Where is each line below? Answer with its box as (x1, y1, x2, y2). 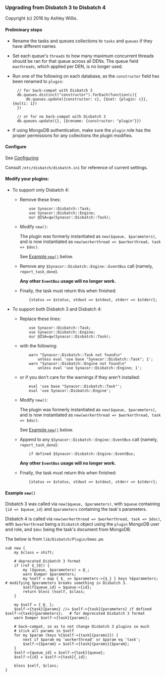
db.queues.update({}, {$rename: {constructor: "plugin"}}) (17, 118, 142, 123)
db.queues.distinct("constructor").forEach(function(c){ (17, 92, 137, 97)
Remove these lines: (19, 196, 61, 203)
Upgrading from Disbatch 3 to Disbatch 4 (5, 4, 106, 11)
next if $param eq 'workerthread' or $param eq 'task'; (23, 637, 141, 642)
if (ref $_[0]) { (14, 563, 50, 568)
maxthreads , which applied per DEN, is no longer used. (12, 63, 123, 69)
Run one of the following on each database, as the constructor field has (12, 73, 160, 79)
